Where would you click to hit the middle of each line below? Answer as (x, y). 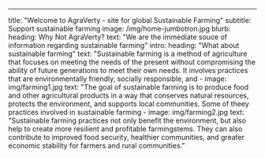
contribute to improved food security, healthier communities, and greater (126, 137)
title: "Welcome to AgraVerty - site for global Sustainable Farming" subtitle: (130, 20)
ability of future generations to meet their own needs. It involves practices (128, 70)
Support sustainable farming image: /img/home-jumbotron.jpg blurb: (119, 29)
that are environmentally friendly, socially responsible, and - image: (118, 79)
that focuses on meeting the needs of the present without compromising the (132, 62)
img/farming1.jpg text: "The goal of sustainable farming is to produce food (129, 87)
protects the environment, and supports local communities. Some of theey (129, 104)
